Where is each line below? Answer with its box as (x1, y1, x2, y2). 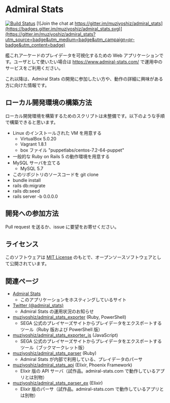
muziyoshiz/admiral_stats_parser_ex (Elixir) (12, 380, 103, 386)
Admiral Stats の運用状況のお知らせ (20, 308, 94, 315)
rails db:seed (12, 188, 40, 194)
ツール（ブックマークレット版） (20, 345, 87, 351)
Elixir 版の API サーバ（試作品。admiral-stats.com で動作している (20, 368, 156, 374)
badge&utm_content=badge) (5, 42, 65, 48)
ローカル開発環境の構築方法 (5, 98, 92, 107)
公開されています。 (9, 261, 50, 267)
